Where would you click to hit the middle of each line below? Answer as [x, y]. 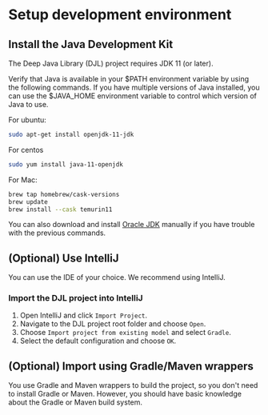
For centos [26, 150]
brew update [28, 202]
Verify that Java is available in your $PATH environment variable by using [129, 79]
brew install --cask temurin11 [60, 209]
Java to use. [28, 104]
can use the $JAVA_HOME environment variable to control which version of [133, 96]
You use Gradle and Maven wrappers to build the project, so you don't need [133, 385]
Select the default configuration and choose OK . [98, 341]
